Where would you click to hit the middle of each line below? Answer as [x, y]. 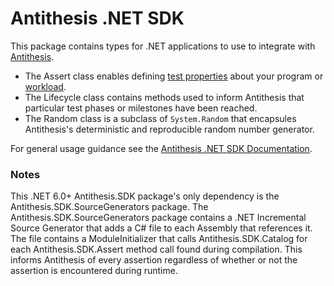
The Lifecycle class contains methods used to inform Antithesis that [164, 97]
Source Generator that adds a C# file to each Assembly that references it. [161, 228]
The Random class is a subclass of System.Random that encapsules [160, 118]
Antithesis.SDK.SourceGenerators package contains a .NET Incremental [158, 218]
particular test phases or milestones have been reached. [141, 108]
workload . [45, 86]
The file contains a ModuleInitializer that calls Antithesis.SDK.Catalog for [159, 239]
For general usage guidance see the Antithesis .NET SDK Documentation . [161, 148]
